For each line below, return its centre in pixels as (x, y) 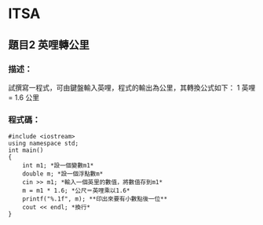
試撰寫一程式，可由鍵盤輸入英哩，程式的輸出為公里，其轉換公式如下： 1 (124, 87)
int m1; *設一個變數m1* (58, 166)
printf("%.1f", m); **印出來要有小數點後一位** (95, 199)
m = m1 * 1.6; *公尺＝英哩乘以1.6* (76, 191)
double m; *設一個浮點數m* (63, 174)
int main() (26, 150)
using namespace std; (44, 144)
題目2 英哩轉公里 (49, 44)
